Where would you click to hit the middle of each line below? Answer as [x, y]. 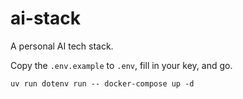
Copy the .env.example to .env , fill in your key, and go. [121, 65]
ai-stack [45, 18]
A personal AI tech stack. [62, 46]
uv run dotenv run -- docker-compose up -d [102, 83]
